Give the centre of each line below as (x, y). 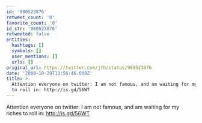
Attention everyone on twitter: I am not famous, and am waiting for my (93, 107)
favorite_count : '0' (32, 23)
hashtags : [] (28, 46)
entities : (19, 40)
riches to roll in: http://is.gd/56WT (48, 113)
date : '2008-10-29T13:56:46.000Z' (50, 73)
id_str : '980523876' (32, 28)
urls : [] (23, 62)
